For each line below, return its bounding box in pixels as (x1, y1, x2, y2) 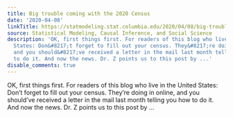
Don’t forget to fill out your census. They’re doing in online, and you (7, 88, 200, 96)
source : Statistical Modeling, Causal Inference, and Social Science (7, 29, 213, 37)
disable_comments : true (7, 62, 76, 69)
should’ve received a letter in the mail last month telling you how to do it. (7, 95, 214, 104)
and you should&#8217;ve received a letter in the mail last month (13, 49, 213, 56)
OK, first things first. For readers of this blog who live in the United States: (7, 81, 218, 89)
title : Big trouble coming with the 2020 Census (7, 10, 150, 17)
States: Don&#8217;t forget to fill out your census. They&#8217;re (13, 42, 216, 49)
